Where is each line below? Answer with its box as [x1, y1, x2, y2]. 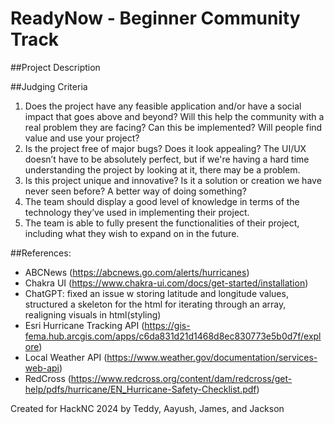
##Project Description [10, 61, 101, 73]
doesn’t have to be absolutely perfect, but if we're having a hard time [24, 153, 310, 165]
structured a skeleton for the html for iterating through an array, [24, 298, 287, 310]
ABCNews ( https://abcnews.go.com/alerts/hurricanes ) [24, 266, 250, 278]
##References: [10, 247, 72, 259]
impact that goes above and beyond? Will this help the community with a [24, 110, 325, 122]
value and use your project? [24, 132, 140, 144]
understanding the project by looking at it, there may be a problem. [24, 163, 301, 176]
